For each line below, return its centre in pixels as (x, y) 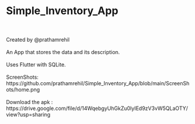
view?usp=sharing (28, 114)
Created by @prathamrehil (38, 39)
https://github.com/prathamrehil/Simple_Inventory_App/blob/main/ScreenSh (98, 83)
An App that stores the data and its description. (63, 52)
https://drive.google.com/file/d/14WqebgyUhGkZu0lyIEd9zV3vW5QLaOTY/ (97, 108)
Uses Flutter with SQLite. (36, 64)
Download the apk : (30, 102)
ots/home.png (23, 89)
